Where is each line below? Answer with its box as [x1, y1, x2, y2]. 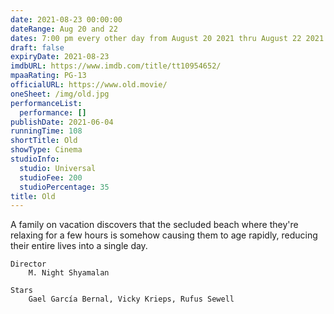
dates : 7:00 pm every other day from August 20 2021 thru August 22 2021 [10, 33, 325, 43]
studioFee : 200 [19, 172, 83, 183]
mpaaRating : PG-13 [10, 71, 87, 81]
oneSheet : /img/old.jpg [10, 89, 110, 99]
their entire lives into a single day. [10, 240, 148, 252]
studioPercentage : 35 [19, 182, 110, 192]
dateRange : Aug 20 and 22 [10, 24, 118, 34]
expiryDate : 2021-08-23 [10, 52, 110, 62]
